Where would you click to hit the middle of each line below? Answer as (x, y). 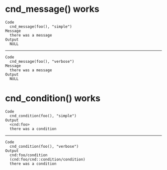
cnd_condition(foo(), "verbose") (44, 146)
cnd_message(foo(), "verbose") (42, 61)
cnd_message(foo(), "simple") (41, 26)
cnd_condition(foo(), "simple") (43, 116)
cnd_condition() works (53, 99)
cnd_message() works (52, 9)
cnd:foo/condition (29, 155)
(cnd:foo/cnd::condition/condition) (47, 159)
